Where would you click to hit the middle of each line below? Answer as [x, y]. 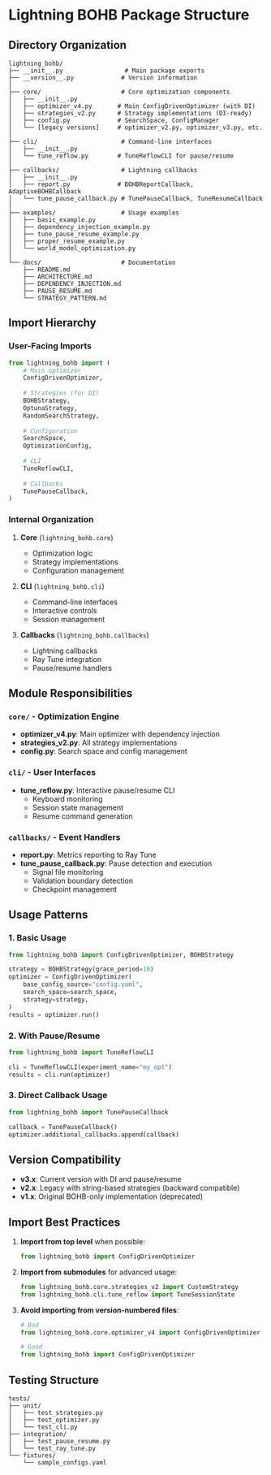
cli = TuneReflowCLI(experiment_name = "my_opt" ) [90, 1067]
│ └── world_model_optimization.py [72, 249]
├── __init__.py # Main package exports [107, 71]
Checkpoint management [75, 889]
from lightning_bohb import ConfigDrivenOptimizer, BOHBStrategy [121, 955]
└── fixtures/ [32, 1456]
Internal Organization [51, 520]
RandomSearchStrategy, [61, 416]
